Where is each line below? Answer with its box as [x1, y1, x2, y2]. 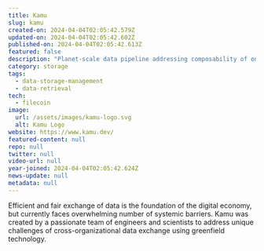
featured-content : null [8, 135, 86, 144]
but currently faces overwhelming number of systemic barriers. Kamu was [8, 209, 249, 218]
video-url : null [8, 158, 61, 166]
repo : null [8, 143, 44, 151]
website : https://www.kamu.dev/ [8, 128, 114, 136]
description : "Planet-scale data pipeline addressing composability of [8, 56, 247, 64]
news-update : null [8, 172, 68, 180]
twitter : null [8, 150, 55, 158]
